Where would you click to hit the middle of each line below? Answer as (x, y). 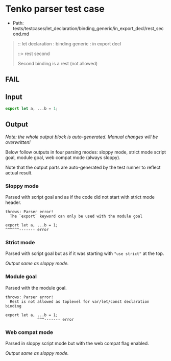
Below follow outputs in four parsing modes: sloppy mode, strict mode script (86, 152)
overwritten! (18, 142)
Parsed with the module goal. (36, 288)
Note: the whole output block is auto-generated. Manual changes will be (82, 137)
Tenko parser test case (55, 9)
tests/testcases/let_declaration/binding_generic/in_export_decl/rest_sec (88, 28)
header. (13, 202)
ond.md (21, 34)
